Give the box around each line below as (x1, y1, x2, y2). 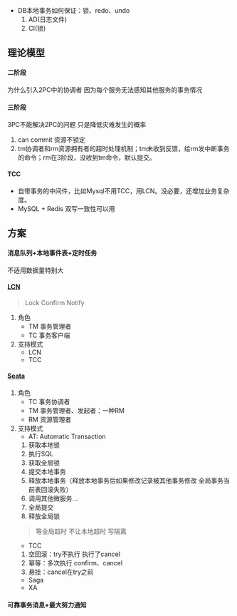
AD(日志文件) (28, 15, 68, 24)
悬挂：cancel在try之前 (28, 568, 94, 576)
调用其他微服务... (28, 494, 78, 503)
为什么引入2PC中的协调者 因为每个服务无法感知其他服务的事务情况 (7, 85, 203, 94)
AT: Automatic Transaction (28, 432, 106, 441)
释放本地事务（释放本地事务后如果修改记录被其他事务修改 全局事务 (28, 476, 224, 485)
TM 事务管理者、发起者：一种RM (28, 406, 125, 415)
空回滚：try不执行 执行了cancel (28, 550, 121, 558)
